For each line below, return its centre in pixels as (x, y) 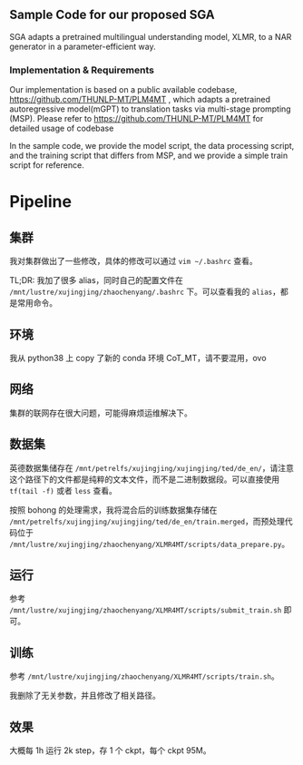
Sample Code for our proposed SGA (112, 15)
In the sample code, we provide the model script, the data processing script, (152, 146)
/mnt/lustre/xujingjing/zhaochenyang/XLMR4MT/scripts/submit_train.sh (146, 611)
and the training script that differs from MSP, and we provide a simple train (149, 156)
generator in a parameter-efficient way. (83, 46)
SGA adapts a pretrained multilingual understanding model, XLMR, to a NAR (151, 36)
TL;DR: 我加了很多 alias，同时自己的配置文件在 (97, 280)
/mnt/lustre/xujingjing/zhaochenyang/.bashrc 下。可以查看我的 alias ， (145, 292)
